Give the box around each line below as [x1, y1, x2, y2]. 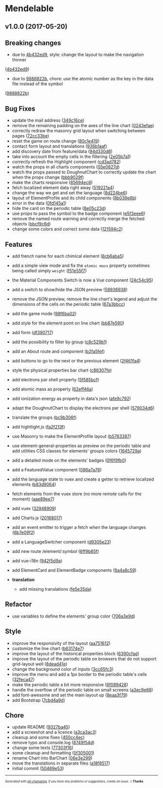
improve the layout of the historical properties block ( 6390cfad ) [12, 651, 140, 657]
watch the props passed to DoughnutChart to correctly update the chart [12, 169, 156, 175]
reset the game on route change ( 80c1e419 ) [12, 138, 100, 144]
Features [5, 240, 33, 248]
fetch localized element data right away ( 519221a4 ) [12, 185, 114, 190]
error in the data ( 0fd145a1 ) [12, 200, 66, 206]
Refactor [5, 600, 32, 609]
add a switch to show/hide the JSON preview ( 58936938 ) [12, 287, 128, 293]
